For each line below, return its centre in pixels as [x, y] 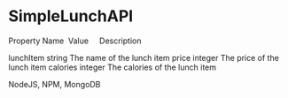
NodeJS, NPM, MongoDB [54, 84]
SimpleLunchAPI [71, 16]
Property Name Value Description [75, 41]
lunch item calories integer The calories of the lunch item [113, 67]
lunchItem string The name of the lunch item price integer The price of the [144, 57]
